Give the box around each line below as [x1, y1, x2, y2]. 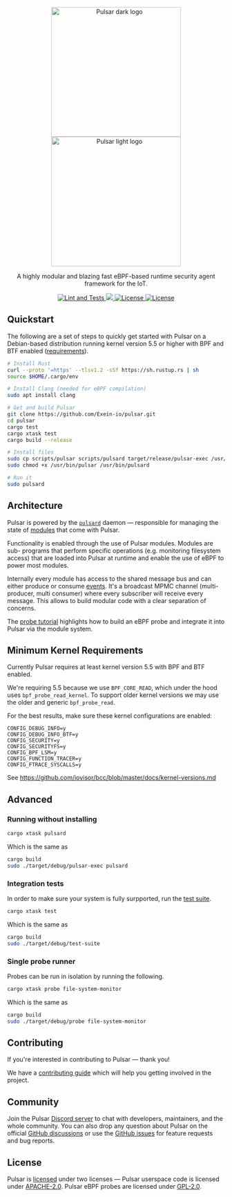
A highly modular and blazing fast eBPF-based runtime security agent [17, 272, 215, 280]
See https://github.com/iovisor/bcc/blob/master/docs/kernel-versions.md [7, 774, 216, 782]
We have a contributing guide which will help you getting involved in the [7, 1068, 212, 1077]
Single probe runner [7, 956, 76, 966]
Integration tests [7, 878, 64, 888]
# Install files [7, 449, 54, 456]
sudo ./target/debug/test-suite [7, 940, 100, 947]
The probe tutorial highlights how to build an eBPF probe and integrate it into [7, 617, 225, 625]
